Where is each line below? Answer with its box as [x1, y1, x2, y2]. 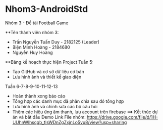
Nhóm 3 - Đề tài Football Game [5, 20, 68, 26]
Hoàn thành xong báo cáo [12, 93, 65, 99]
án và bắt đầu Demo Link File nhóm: [12, 114, 86, 120]
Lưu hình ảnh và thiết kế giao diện [12, 74, 82, 80]
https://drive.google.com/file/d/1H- [86, 114, 158, 120]
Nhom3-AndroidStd [5, 3, 88, 15]
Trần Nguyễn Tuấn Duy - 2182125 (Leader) [12, 39, 100, 45]
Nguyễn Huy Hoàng [12, 49, 53, 55]
